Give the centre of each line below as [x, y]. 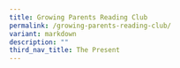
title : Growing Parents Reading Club [79, 17]
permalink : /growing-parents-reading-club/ [90, 26]
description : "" [39, 42]
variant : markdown [43, 34]
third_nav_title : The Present [65, 50]
